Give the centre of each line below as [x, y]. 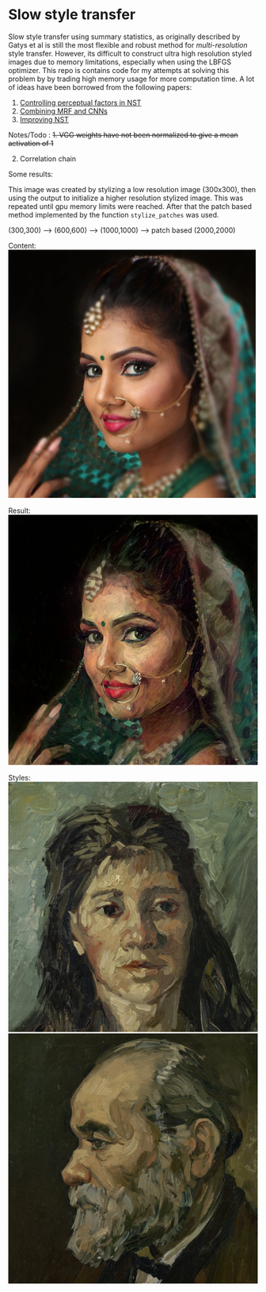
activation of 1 [31, 143]
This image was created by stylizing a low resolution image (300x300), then [132, 189]
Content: [23, 245]
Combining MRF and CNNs [64, 111]
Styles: [19, 777]
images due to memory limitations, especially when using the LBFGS [120, 62]
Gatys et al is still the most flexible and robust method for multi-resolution [128, 44]
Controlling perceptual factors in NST [80, 102]
